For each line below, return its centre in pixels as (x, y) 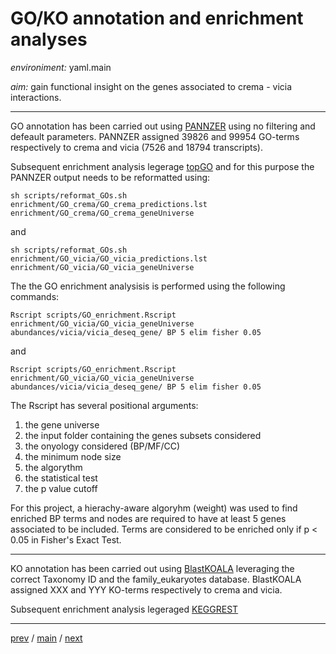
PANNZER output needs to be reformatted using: (110, 177)
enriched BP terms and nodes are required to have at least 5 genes (148, 518)
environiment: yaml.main (61, 67)
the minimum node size (73, 456)
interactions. (36, 97)
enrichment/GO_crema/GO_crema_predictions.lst (109, 204)
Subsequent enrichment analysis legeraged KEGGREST (124, 609)
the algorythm (53, 467)
